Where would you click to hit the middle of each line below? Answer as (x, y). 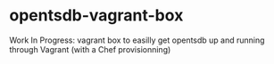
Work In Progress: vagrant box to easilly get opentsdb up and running (137, 40)
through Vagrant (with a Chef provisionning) (90, 49)
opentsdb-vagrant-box (96, 16)
